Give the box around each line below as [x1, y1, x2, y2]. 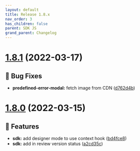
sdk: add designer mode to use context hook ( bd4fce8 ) [12, 136, 127, 141]
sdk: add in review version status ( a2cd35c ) [12, 141, 103, 147]
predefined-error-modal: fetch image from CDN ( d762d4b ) [12, 85, 136, 91]
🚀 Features [5, 122, 39, 131]
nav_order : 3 [5, 16, 32, 21]
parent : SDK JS [5, 26, 37, 31]
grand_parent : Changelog [5, 30, 57, 35]
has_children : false [5, 21, 48, 26]
